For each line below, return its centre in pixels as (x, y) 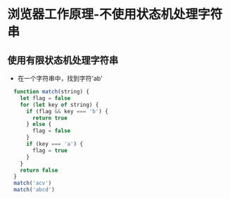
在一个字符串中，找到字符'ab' (60, 78)
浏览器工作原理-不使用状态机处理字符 (115, 14)
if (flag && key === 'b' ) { (67, 111)
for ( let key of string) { (59, 105)
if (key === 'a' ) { (54, 144)
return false (39, 170)
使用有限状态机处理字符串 (63, 60)
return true (50, 118)
